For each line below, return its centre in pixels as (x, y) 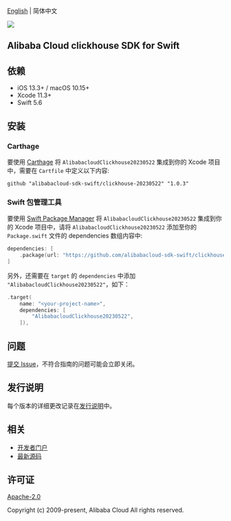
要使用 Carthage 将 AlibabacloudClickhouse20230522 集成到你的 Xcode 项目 (114, 162)
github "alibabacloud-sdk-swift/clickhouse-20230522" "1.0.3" (98, 183)
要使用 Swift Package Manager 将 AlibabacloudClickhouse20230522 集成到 (112, 218)
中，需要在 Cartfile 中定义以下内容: (58, 170)
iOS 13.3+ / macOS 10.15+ (53, 88)
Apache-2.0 (24, 497)
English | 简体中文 (32, 11)
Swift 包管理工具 (34, 202)
